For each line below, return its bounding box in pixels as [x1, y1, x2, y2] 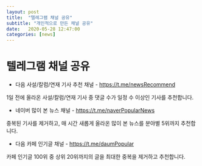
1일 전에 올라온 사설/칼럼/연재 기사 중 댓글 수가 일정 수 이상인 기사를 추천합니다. [6, 94, 194, 101]
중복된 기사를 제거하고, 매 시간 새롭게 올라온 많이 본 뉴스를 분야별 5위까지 [6, 120, 179, 127]
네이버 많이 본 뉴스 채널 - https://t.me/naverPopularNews [15, 107, 155, 114]
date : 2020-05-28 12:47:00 [6, 26, 80, 32]
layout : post [6, 9, 40, 15]
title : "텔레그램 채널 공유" [6, 15, 73, 21]
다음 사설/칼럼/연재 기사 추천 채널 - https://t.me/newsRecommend [15, 81, 175, 88]
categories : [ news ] [6, 32, 56, 38]
